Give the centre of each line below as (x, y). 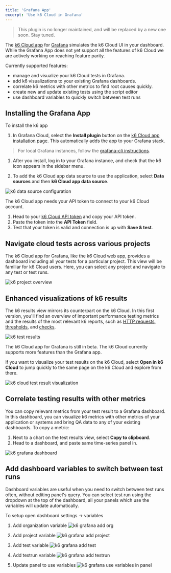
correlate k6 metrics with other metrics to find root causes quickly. (83, 86)
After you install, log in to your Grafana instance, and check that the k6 (87, 161)
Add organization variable (40, 525)
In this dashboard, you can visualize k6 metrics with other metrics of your (82, 416)
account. (15, 207)
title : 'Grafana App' (28, 10)
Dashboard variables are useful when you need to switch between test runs (85, 489)
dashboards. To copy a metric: (38, 427)
